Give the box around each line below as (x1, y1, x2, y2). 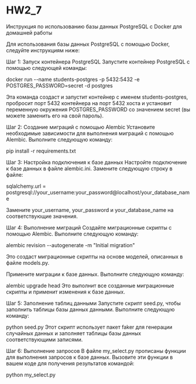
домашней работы (6, 29, 53, 36)
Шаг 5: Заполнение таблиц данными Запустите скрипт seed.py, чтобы (6, 299, 181, 306)
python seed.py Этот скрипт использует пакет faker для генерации (6, 324, 173, 331)
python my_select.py (6, 371, 56, 378)
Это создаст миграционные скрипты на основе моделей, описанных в (6, 253, 183, 260)
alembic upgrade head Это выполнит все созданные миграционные (6, 282, 174, 289)
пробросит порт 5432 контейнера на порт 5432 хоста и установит (6, 99, 172, 106)
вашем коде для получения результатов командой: (6, 359, 135, 367)
